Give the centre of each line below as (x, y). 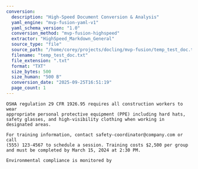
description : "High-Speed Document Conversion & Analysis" (85, 17)
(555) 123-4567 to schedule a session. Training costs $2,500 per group (97, 145)
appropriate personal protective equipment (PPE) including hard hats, (96, 114)
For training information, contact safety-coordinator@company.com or (95, 135)
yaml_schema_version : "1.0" (46, 28)
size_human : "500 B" (37, 77)
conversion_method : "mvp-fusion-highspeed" (65, 33)
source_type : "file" (37, 45)
